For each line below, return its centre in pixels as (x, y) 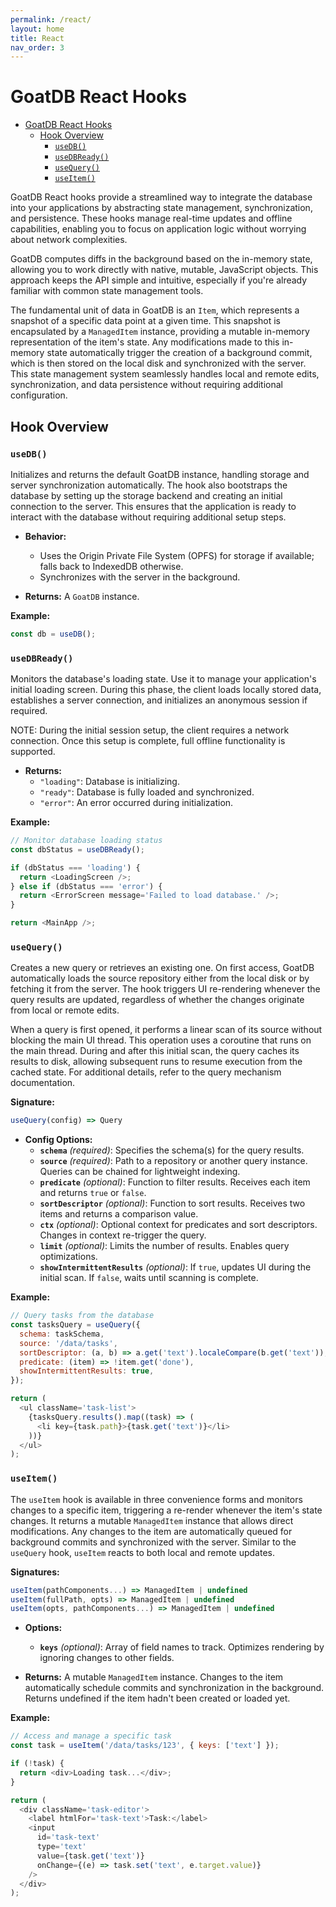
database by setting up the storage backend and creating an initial (146, 495)
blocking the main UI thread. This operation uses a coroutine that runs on (161, 1040)
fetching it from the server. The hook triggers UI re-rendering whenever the (165, 989)
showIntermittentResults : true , (87, 1371)
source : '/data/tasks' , (68, 1343)
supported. (33, 752)
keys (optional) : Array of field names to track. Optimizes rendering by (182, 1647)
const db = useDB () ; (53, 634)
